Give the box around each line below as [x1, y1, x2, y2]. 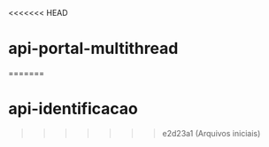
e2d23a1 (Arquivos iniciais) [162, 128, 261, 138]
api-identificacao [8, 99, 138, 119]
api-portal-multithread [8, 39, 179, 58]
